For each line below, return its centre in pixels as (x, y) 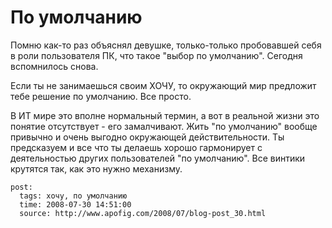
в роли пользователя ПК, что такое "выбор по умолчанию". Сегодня (156, 55)
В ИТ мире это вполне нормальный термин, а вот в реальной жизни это (165, 115)
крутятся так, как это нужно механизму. (96, 168)
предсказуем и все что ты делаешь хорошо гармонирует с (136, 147)
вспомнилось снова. (54, 66)
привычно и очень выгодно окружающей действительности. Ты (147, 137)
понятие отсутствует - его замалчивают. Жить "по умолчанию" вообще (164, 126)
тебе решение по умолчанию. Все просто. (101, 96)
